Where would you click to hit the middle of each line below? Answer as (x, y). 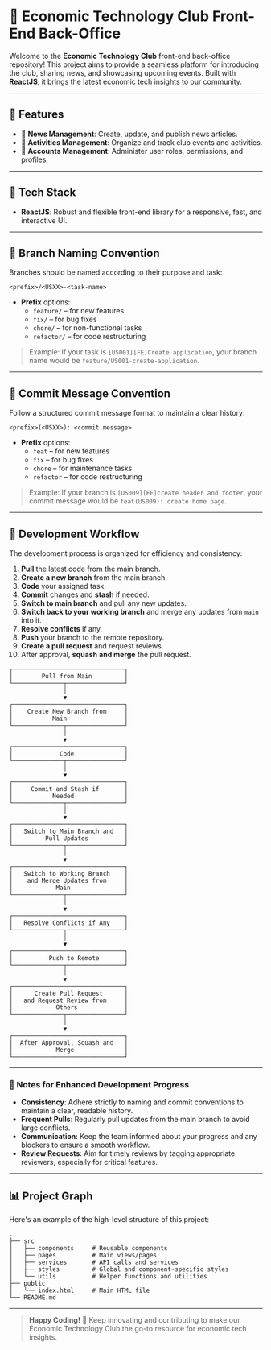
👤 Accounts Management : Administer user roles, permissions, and (132, 151)
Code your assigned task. (64, 586)
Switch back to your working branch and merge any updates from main (140, 612)
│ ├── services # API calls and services (94, 1263)
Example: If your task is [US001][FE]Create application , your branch (142, 352)
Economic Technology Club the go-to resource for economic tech (138, 1329)
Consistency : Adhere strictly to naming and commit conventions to (132, 1102)
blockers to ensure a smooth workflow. (85, 1145)
